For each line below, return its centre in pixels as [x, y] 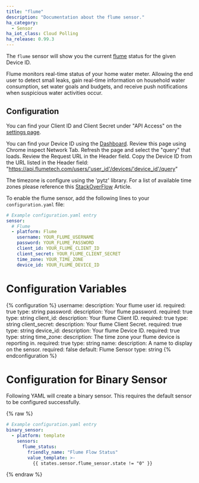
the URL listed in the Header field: [48, 162]
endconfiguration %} [32, 355]
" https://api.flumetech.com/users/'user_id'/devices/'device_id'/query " [92, 169]
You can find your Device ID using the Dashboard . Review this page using [96, 144]
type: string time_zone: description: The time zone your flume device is [93, 336]
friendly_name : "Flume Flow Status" [73, 452]
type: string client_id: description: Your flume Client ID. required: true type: [97, 317]
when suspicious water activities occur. [54, 93]
